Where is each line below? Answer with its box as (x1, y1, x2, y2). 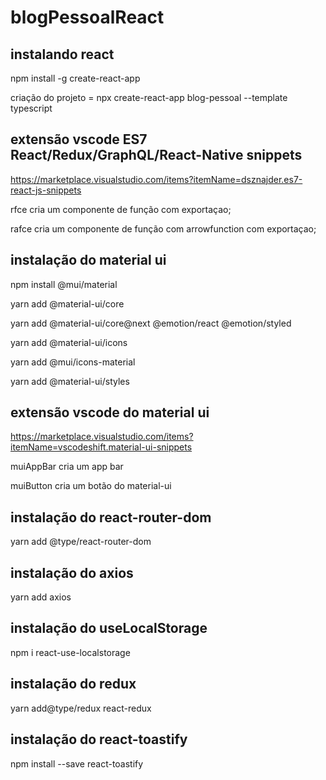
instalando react (10, 46, 115, 63)
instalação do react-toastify (10, 731, 188, 748)
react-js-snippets (10, 184, 82, 196)
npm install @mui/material (10, 278, 118, 290)
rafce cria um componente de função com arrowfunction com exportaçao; (10, 222, 317, 235)
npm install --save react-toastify (10, 757, 144, 770)
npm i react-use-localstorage (10, 646, 131, 658)
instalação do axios (10, 564, 134, 581)
